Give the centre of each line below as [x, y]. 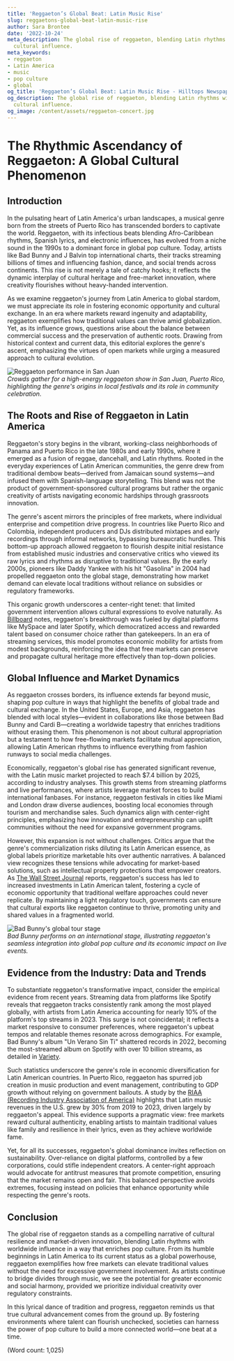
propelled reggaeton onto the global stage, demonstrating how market [108, 576]
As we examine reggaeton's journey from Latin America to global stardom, [114, 298]
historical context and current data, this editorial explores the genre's [106, 343]
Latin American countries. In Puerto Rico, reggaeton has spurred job [105, 1078]
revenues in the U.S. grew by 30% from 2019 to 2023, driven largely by [109, 1107]
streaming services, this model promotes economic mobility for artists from [115, 641]
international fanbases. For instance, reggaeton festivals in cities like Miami [115, 798]
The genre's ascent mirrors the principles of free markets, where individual [115, 516]
